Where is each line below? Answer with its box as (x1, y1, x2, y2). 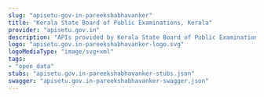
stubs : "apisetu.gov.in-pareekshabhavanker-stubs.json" (8, 70, 195, 77)
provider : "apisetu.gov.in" (8, 26, 101, 34)
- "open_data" (8, 63, 55, 70)
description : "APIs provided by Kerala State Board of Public (8, 33, 216, 41)
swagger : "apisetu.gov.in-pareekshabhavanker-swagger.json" (8, 77, 210, 84)
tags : (8, 56, 26, 63)
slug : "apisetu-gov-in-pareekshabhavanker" (8, 11, 153, 20)
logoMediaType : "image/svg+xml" (8, 48, 114, 56)
